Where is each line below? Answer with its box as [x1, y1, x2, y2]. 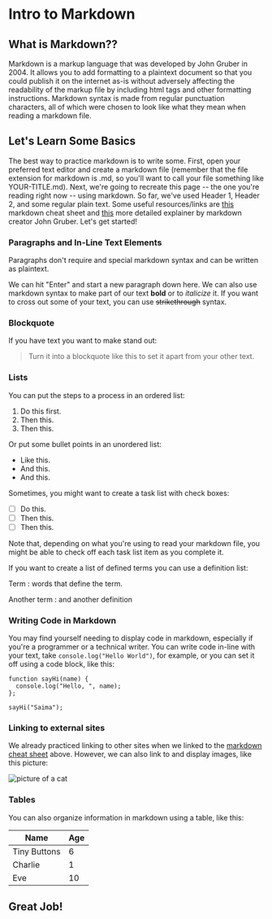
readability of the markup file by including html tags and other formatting [8, 85, 252, 94]
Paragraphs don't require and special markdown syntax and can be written [8, 256, 258, 265]
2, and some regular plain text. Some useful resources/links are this [8, 199, 234, 208]
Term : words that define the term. [8, 579, 123, 589]
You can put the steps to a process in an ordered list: [8, 390, 185, 400]
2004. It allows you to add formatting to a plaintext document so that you [8, 68, 253, 77]
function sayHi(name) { [8, 675, 89, 684]
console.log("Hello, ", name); [15, 682, 122, 690]
